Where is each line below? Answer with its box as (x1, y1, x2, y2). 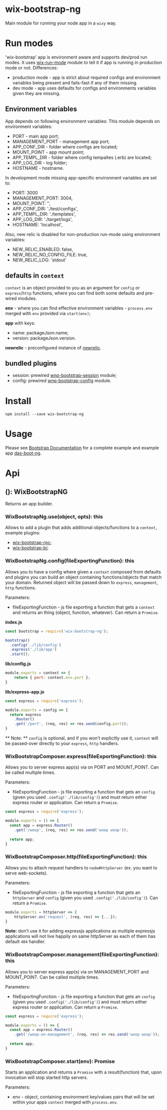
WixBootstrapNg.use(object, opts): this (5, 513, 103, 520)
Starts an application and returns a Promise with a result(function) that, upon (5, 1069, 162, 1075)
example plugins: (5, 530, 40, 536)
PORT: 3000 (12, 189, 38, 195)
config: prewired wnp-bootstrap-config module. (12, 377, 111, 383)
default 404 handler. (5, 938, 46, 944)
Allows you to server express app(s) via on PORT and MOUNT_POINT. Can (5, 764, 159, 770)
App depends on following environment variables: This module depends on (5, 118, 160, 124)
